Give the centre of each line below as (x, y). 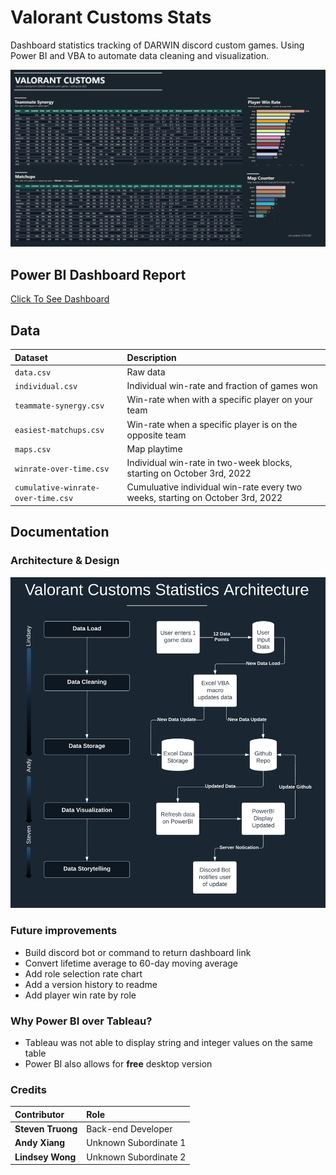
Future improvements (64, 931)
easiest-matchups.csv (59, 431)
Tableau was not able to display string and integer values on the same (168, 1042)
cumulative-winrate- (57, 488)
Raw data (146, 372)
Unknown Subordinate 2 (136, 1157)
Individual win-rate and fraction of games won (222, 386)
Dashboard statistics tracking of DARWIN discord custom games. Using (157, 45)
